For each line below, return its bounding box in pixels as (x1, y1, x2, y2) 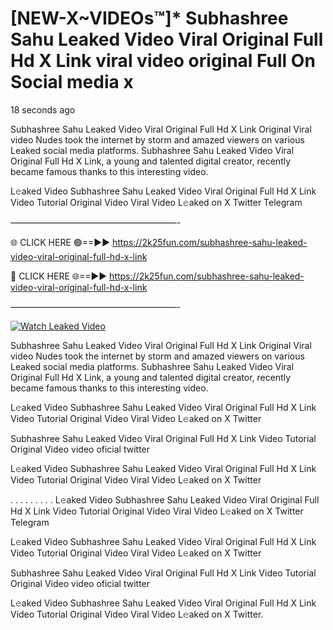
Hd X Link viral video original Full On (10, 50, 316, 72)
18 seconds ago (10, 103, 76, 116)
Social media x (10, 71, 134, 94)
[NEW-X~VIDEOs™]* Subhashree (10, 7, 289, 30)
